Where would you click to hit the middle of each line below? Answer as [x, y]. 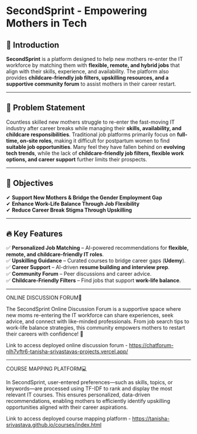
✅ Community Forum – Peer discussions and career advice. [79, 274]
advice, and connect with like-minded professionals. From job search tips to [98, 321]
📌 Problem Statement [46, 108]
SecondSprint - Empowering [77, 11]
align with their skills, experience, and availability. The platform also [87, 71]
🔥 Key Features [35, 234]
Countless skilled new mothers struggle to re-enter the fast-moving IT [90, 122]
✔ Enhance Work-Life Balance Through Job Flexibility [73, 204]
